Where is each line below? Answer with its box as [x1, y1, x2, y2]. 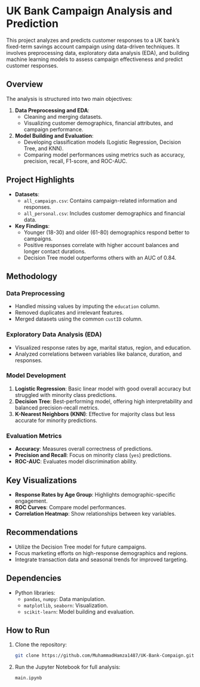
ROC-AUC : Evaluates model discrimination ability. [14, 458, 137, 465]
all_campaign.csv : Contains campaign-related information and [23, 197, 177, 204]
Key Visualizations [6, 475, 78, 485]
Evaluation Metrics [6, 432, 62, 440]
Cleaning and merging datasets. [23, 113, 103, 120]
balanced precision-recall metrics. [14, 404, 100, 411]
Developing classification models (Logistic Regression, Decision [23, 138, 181, 146]
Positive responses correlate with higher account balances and [23, 241, 179, 248]
